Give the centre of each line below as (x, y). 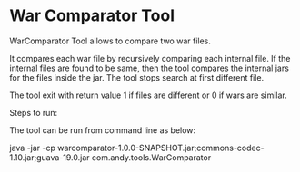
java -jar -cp (33, 148)
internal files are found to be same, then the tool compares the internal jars (149, 68)
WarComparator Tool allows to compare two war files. (110, 41)
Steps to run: (34, 112)
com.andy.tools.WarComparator (151, 157)
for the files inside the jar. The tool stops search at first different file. (137, 77)
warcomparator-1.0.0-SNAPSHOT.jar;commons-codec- (161, 148)
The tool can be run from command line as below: (103, 130)
